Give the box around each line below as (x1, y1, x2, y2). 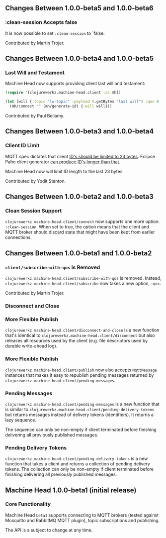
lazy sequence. (5, 417, 36, 423)
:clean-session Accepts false (5, 19, 78, 26)
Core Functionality (5, 501, 51, 508)
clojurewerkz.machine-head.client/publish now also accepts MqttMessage (5, 367, 158, 373)
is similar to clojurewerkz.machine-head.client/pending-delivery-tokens (5, 406, 155, 412)
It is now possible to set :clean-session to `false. (5, 30, 105, 36)
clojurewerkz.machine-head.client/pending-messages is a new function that (5, 401, 160, 407)
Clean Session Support (5, 208, 62, 214)
